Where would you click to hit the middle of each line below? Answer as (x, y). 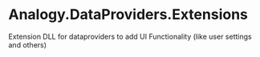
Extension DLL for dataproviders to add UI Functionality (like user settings (130, 36)
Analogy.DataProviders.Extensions (128, 15)
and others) (27, 44)
